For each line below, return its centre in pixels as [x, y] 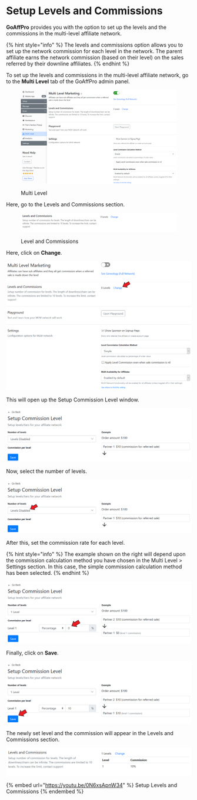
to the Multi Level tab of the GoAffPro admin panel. [68, 81]
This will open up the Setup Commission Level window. [73, 400]
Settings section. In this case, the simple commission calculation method [94, 567]
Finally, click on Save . [32, 653]
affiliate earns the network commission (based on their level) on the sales [95, 57]
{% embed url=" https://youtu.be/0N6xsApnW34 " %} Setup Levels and [92, 785]
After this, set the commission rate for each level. [66, 543]
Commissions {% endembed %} [45, 792]
